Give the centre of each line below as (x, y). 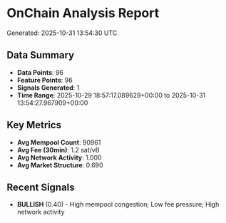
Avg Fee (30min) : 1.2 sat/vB (58, 150)
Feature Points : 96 (45, 80)
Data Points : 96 (40, 72)
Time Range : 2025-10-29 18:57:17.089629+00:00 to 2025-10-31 (111, 95)
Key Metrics (34, 125)
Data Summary (41, 55)
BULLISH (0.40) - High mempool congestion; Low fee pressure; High (118, 204)
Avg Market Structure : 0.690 (60, 165)
